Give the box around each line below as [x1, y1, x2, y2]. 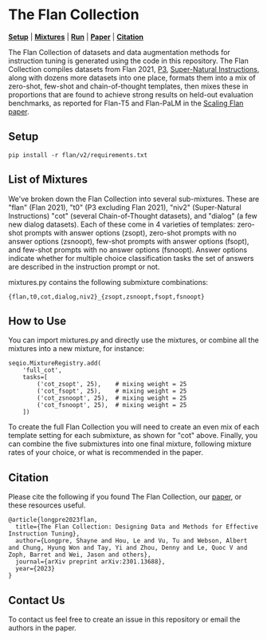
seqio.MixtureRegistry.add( [8, 359, 102, 368]
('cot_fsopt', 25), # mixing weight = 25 [37, 387, 187, 396]
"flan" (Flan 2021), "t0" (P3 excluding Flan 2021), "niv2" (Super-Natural [8, 202, 241, 212]
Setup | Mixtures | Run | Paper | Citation [8, 32, 144, 41]
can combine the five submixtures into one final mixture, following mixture [8, 439, 252, 448]
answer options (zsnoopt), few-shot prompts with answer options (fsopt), [8, 236, 249, 246]
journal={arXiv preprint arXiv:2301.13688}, [15, 558, 166, 566]
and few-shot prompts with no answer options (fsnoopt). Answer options [8, 245, 248, 255]
